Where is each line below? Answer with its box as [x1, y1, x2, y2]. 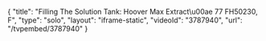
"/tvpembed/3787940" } [7, 24, 88, 33]
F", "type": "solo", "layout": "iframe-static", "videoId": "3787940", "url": [7, 15, 243, 25]
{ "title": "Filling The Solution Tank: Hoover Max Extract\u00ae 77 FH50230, [7, 7, 258, 16]
